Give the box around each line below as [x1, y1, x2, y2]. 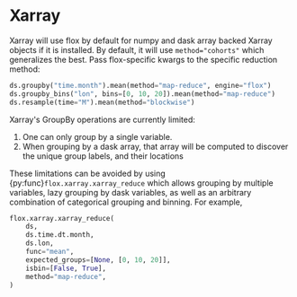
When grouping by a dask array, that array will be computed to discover [22, 141, 289, 152]
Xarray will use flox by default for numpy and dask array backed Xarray [9, 35, 273, 46]
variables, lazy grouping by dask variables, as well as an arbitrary [9, 187, 252, 197]
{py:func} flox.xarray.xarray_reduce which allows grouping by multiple [9, 177, 274, 188]
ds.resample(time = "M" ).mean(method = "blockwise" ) [9, 98, 195, 107]
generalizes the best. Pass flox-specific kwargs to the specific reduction [9, 54, 278, 65]
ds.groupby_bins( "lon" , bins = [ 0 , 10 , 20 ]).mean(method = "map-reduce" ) [9, 89, 276, 99]
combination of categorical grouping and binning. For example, [9, 197, 243, 207]
